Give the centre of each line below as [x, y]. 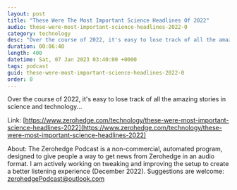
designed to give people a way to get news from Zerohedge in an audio [111, 156]
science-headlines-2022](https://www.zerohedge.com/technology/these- [115, 128]
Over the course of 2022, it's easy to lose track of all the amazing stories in [117, 99]
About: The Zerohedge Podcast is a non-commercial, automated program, [115, 149]
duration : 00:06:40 [36, 46]
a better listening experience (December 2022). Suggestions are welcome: [116, 171]
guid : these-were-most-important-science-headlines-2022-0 [96, 72]
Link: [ [17, 120]
